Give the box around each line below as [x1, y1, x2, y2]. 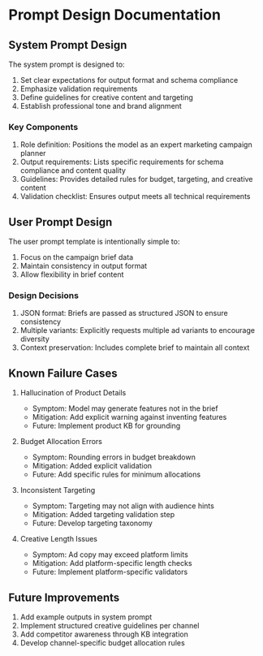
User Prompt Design [8, 215, 113, 229]
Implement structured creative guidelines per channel [19, 621, 200, 631]
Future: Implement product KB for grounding [32, 421, 181, 431]
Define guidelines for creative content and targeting [19, 93, 193, 102]
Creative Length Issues [19, 534, 97, 544]
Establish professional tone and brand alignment [19, 101, 183, 110]
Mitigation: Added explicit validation [32, 461, 153, 471]
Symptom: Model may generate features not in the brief [32, 404, 218, 413]
